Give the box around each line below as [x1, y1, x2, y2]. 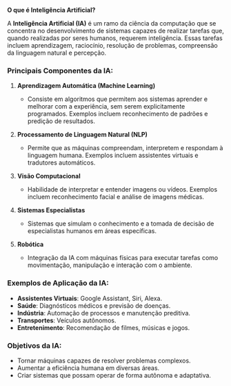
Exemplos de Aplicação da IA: [7, 278, 109, 288]
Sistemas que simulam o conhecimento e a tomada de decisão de [27, 219, 214, 228]
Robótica [17, 240, 44, 248]
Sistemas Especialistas [17, 206, 86, 214]
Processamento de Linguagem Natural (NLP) [17, 131, 148, 139]
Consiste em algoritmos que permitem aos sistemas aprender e [27, 95, 208, 103]
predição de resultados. [27, 117, 95, 125]
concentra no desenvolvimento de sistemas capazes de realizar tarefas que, [7, 27, 224, 35]
